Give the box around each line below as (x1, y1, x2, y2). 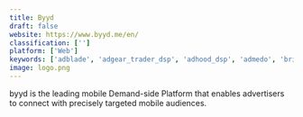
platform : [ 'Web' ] (9, 47, 78, 56)
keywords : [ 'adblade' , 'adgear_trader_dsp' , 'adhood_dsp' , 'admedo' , (9, 55, 277, 64)
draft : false (9, 22, 59, 31)
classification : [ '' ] (9, 38, 91, 48)
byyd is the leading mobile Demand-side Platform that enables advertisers (9, 87, 285, 99)
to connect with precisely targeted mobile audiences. (9, 97, 207, 108)
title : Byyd (9, 13, 54, 22)
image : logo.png (9, 64, 70, 73)
